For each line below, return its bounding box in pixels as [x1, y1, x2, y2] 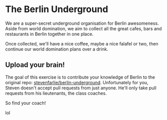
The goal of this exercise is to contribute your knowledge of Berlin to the [5, 74, 155, 80]
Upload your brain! [5, 61, 65, 69]
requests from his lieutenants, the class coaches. [5, 90, 107, 96]
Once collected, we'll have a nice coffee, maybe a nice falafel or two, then [5, 40, 158, 46]
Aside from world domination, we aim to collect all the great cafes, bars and [5, 25, 162, 31]
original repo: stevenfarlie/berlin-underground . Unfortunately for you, [5, 79, 148, 85]
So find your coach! [5, 100, 46, 106]
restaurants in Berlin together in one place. [5, 31, 94, 37]
